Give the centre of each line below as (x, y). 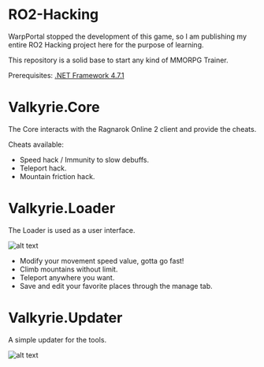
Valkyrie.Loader (62, 209)
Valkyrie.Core (54, 107)
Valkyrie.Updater (65, 318)
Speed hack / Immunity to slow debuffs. (84, 159)
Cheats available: (36, 144)
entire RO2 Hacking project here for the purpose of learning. (106, 44)
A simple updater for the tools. (58, 339)
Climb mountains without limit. (69, 269)
